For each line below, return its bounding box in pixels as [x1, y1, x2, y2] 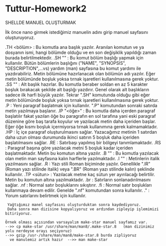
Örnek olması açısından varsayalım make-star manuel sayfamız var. [5, 220, 148, 225]
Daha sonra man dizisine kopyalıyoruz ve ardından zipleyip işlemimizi [7, 207, 159, 212]
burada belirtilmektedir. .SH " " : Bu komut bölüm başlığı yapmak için [5, 54, 144, 60]
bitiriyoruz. [5, 211, 32, 216]
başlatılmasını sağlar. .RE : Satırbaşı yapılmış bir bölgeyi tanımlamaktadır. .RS [5, 139, 162, 145]
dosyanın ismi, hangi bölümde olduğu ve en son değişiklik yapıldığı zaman [5, 49, 157, 55]
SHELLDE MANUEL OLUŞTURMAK [5, 19, 76, 25]
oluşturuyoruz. [5, 34, 35, 40]
